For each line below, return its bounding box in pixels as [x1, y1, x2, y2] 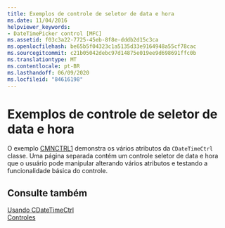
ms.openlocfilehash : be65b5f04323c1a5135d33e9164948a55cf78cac [7, 43, 197, 50]
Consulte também [7, 187, 88, 199]
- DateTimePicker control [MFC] [7, 30, 102, 37]
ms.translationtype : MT [7, 56, 77, 63]
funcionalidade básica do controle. [7, 167, 108, 175]
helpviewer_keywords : [7, 23, 71, 30]
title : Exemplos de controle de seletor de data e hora [7, 10, 174, 18]
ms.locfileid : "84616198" [7, 75, 83, 83]
